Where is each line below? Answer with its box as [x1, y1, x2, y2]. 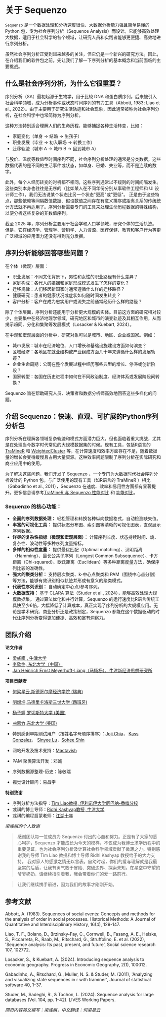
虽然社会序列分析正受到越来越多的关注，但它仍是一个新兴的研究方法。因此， [5, 51, 161, 57]
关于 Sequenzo [5, 4, 67, 16]
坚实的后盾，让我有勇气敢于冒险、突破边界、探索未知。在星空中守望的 [17, 865, 161, 871]
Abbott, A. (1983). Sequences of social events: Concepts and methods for [5, 911, 156, 917]
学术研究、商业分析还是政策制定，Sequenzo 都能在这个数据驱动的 [21, 608, 156, 614]
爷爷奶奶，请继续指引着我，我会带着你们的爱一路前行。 [17, 871, 130, 877]
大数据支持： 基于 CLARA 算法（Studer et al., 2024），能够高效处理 [12, 590, 149, 596]
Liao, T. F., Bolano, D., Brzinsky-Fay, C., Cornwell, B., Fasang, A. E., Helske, [5, 931, 158, 937]
